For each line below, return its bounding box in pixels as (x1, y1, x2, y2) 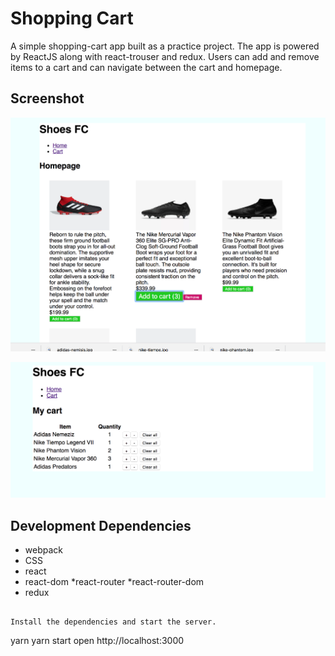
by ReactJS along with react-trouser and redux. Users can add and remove (10, 50, 320, 62)
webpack (24, 544, 63, 556)
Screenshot (10, 90, 85, 107)
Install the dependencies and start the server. (10, 617, 217, 627)
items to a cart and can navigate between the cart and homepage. (10, 61, 283, 73)
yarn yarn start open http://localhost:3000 (10, 635, 185, 647)
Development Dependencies (10, 517, 192, 534)
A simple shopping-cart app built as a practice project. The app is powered (10, 40, 320, 52)
